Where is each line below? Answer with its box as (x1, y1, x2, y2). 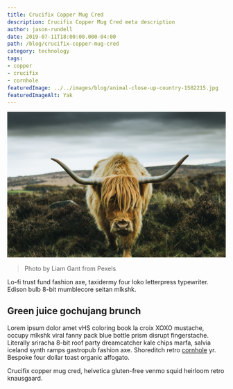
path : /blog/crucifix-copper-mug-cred (7, 40, 119, 48)
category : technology (7, 48, 70, 55)
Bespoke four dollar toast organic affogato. (7, 353, 130, 361)
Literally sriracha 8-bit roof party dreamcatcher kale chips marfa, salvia (7, 338, 212, 347)
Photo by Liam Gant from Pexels (24, 264, 116, 273)
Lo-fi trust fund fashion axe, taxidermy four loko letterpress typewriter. (7, 277, 209, 286)
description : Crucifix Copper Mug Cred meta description (7, 18, 175, 26)
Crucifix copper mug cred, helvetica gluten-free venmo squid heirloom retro (7, 366, 225, 374)
